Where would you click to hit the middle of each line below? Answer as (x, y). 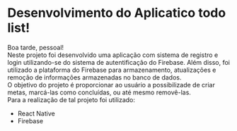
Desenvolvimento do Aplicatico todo (117, 13)
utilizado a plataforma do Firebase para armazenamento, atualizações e (112, 70)
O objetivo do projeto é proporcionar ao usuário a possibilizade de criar (111, 85)
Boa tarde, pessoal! (36, 47)
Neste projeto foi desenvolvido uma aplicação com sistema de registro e (113, 55)
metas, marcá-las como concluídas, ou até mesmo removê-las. (99, 92)
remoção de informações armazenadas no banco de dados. (94, 77)
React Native (36, 113)
